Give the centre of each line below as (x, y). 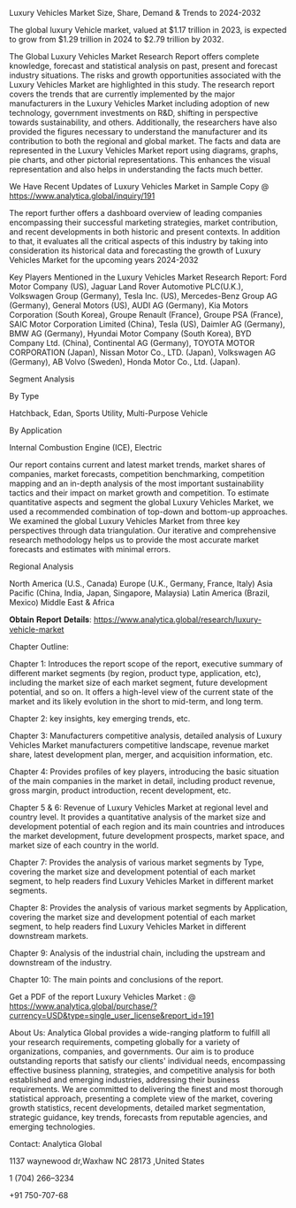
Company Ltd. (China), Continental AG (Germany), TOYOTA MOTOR (132, 343)
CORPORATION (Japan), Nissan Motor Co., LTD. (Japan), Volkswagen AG (143, 352)
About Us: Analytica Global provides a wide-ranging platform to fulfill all (140, 1033)
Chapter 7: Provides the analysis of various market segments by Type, (137, 862)
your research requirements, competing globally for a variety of (125, 1042)
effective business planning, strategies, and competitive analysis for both (142, 1070)
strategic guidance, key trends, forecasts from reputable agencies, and (138, 1117)
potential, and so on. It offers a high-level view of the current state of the (141, 692)
